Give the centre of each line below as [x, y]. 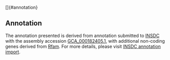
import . [13, 52]
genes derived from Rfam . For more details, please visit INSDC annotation [83, 46]
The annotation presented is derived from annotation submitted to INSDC [82, 36]
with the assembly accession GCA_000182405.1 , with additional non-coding [85, 41]
